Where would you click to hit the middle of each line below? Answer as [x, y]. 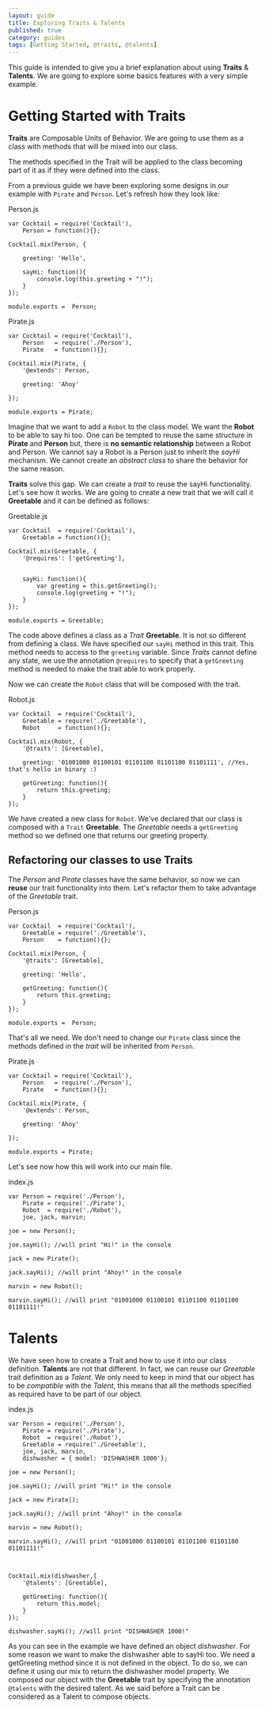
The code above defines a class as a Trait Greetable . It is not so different [127, 635]
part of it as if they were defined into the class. [84, 170]
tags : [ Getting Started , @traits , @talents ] [83, 45]
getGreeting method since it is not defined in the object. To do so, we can [128, 1662]
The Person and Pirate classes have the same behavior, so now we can [124, 879]
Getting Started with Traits [97, 116]
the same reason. [36, 469]
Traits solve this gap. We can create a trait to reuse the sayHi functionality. [130, 484]
